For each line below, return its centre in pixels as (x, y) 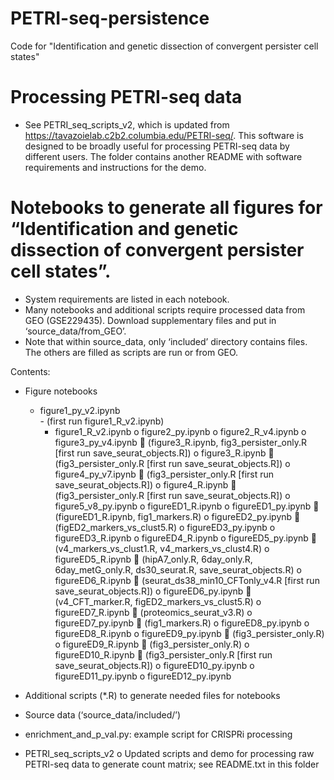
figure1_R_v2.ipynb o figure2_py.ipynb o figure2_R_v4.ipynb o (180, 431)
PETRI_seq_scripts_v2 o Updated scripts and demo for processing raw (169, 753)
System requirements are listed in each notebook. (127, 299)
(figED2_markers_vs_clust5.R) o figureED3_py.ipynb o (165, 527)
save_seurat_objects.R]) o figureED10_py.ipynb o (154, 665)
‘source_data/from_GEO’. (75, 331)
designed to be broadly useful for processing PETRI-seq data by (157, 146)
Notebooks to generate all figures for (166, 208)
